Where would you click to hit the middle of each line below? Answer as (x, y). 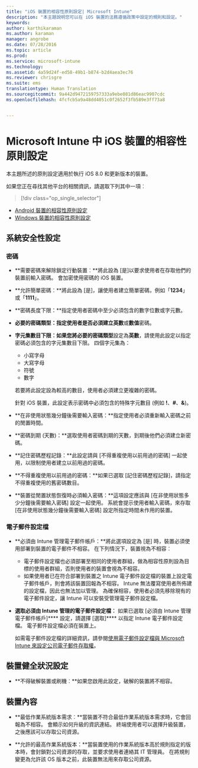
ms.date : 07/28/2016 (32, 45)
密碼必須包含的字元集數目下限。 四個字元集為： (72, 343)
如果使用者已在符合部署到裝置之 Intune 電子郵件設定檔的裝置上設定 (105, 576)
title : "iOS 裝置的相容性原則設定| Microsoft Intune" (69, 12)
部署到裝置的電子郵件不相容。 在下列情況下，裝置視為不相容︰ (96, 548)
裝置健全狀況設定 (37, 666)
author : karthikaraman (34, 28)
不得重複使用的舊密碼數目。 (48, 483)
